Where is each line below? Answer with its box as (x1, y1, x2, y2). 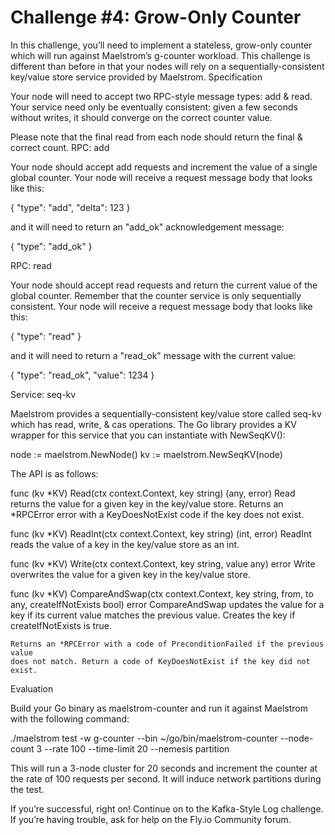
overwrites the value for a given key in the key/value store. (10, 568, 251, 580)
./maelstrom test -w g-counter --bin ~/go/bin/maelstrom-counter (10, 732, 278, 744)
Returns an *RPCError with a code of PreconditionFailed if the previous (10, 639, 325, 649)
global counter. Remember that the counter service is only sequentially (10, 289, 302, 301)
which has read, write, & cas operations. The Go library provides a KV (10, 418, 297, 430)
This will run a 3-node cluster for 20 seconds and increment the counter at (10, 762, 318, 774)
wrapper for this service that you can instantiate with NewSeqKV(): (10, 429, 286, 441)
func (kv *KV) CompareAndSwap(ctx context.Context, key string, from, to (10, 587, 314, 600)
